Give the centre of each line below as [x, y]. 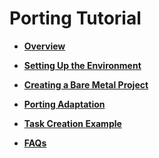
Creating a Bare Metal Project [86, 84]
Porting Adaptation [64, 104]
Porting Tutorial [75, 18]
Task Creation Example [72, 123]
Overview [44, 46]
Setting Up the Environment [82, 65]
